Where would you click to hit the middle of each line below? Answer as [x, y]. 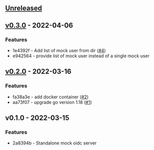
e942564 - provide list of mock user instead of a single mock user [81, 56]
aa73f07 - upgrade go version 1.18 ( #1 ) [52, 102]
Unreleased [24, 8]
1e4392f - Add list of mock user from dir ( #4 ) [59, 51]
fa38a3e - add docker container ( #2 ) [50, 97]
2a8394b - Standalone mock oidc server [54, 143]
